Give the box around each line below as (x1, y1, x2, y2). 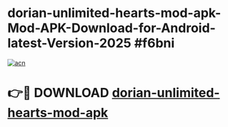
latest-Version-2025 (7, 35, 132, 51)
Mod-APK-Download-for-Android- (7, 20, 216, 36)
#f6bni (134, 35, 175, 51)
